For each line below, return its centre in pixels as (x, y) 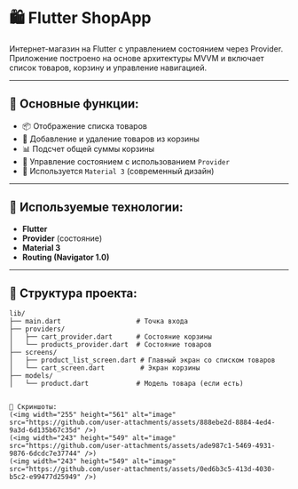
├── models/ (31, 376)
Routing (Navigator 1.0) (66, 257)
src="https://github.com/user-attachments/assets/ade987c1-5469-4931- (142, 446)
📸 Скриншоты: (33, 407)
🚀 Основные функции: (74, 104)
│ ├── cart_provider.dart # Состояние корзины (111, 337)
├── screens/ (33, 353)
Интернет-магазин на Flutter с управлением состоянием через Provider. (146, 48)
